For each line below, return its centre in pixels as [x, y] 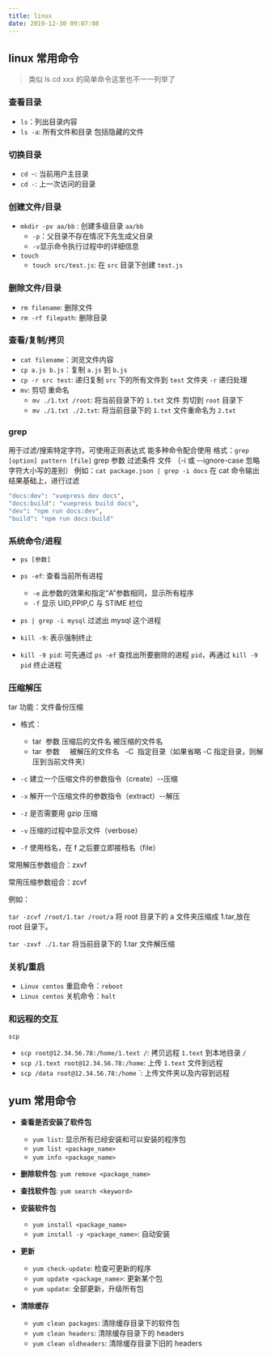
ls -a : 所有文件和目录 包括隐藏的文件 [82, 131]
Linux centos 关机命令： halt [68, 996]
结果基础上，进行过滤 [44, 481]
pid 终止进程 [41, 664]
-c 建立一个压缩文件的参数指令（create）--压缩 [99, 779]
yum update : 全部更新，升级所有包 [88, 1288]
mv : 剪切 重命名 [45, 390]
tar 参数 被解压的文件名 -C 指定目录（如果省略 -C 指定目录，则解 [148, 752]
